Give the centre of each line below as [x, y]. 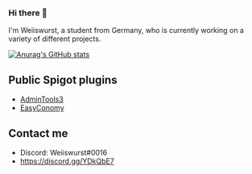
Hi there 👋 [28, 13]
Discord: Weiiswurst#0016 [63, 152]
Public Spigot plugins [63, 80]
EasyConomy [42, 108]
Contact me [38, 133]
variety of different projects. [55, 39]
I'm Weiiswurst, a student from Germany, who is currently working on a [126, 31]
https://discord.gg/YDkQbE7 [67, 161]
